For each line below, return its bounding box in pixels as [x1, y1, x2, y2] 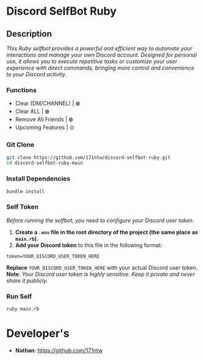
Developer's [6, 326, 70, 340]
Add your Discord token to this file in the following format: [15, 241, 162, 248]
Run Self [6, 292, 32, 300]
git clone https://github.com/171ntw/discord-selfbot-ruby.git [6, 154, 171, 160]
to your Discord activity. [6, 71, 67, 77]
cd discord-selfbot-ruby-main [6, 160, 84, 166]
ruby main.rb [6, 306, 40, 312]
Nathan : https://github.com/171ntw [15, 347, 103, 354]
